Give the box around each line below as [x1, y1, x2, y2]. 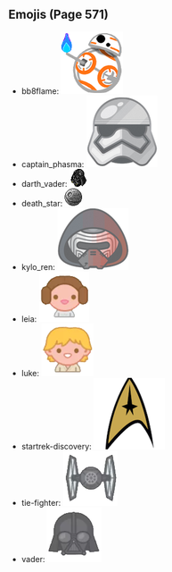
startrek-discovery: [20, 441, 93, 451]
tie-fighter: [20, 497, 61, 508]
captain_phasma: [20, 158, 85, 169]
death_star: [20, 198, 63, 208]
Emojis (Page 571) [8, 7, 109, 22]
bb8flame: [20, 85, 60, 97]
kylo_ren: [20, 261, 55, 272]
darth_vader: [20, 178, 68, 189]
